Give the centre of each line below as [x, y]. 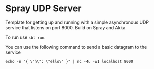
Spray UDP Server [43, 9]
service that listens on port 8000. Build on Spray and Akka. [66, 27]
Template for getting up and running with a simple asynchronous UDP [77, 22]
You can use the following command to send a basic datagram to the [76, 47]
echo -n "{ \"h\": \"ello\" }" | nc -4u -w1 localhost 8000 [69, 61]
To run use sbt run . [25, 37]
